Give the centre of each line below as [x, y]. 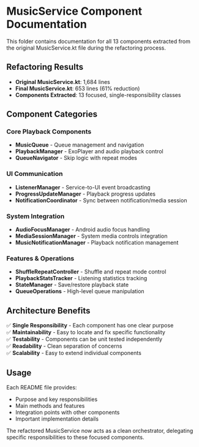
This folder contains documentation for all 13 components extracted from [99, 41]
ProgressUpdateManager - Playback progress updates [85, 194]
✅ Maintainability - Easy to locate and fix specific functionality [86, 332]
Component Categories [52, 114]
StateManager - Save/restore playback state [72, 285]
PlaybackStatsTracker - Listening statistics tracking [81, 278]
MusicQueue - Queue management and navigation [80, 145]
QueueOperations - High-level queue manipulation [80, 291]
